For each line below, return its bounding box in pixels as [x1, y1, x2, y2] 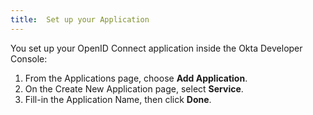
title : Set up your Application [10, 14, 150, 25]
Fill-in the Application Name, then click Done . [24, 93, 212, 105]
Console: [10, 52, 48, 65]
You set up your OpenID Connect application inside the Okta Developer [10, 42, 303, 54]
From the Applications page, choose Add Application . [24, 72, 248, 84]
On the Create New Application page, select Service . [24, 82, 244, 95]
